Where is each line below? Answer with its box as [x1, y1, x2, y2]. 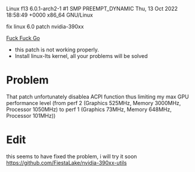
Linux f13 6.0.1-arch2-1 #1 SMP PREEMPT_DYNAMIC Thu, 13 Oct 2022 [6, 5, 178, 12]
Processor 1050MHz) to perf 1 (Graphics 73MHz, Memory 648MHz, [6, 106, 172, 113]
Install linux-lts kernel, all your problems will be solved [14, 53, 148, 59]
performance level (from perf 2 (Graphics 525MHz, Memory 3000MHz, [6, 99, 181, 106]
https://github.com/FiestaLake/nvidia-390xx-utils [6, 159, 127, 166]
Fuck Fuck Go [6, 35, 41, 41]
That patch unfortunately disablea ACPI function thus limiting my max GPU [6, 93, 189, 100]
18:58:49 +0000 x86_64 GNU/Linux [6, 11, 94, 19]
